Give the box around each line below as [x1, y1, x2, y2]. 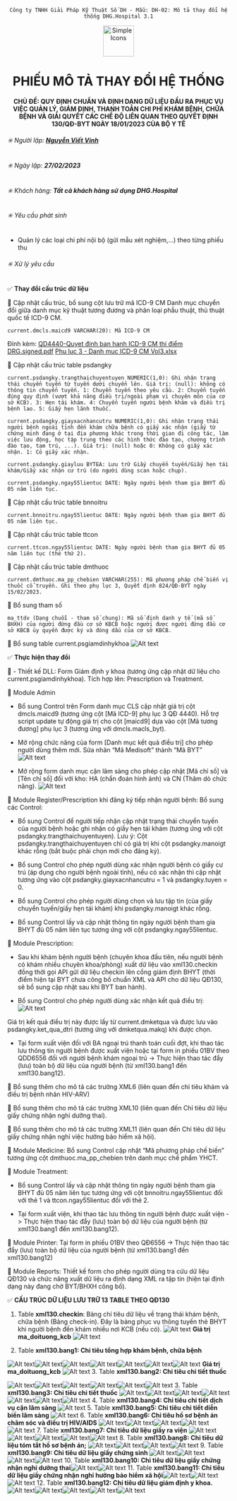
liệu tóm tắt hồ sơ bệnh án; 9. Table [7, 1441, 224, 1449]
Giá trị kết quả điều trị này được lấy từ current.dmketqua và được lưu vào [7, 1018, 218, 1026]
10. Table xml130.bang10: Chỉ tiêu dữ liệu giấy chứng [64, 1456, 221, 1465]
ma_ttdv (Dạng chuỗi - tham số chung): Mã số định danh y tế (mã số [7, 615, 213, 622]
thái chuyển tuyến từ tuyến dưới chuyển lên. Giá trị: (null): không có [7, 381, 226, 388]
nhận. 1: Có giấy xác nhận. [7, 449, 90, 456]
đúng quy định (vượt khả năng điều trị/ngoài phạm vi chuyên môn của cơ [7, 393, 226, 401]
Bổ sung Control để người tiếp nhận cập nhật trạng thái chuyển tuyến [17, 817, 219, 826]
